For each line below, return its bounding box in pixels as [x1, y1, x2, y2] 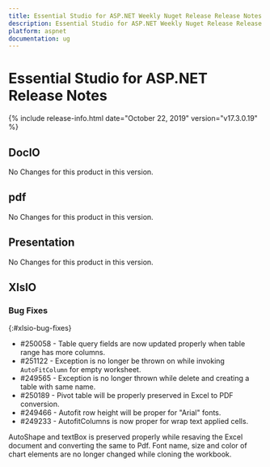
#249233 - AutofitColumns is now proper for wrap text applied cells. [19, 417, 249, 426]
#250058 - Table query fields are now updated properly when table [19, 339, 246, 349]
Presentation [8, 236, 75, 250]
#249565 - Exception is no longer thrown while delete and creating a [19, 374, 250, 383]
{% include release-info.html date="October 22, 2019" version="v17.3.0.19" [8, 114, 259, 123]
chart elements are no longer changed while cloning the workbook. [8, 449, 232, 459]
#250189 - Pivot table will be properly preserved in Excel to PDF [19, 391, 234, 401]
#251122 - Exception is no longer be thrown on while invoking [19, 356, 225, 366]
